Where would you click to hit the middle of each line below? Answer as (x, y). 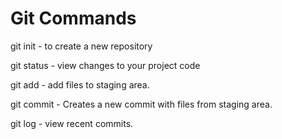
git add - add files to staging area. (80, 84)
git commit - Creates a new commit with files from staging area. (141, 104)
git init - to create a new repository (81, 46)
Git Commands (73, 18)
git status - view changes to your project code (105, 65)
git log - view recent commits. (72, 123)
